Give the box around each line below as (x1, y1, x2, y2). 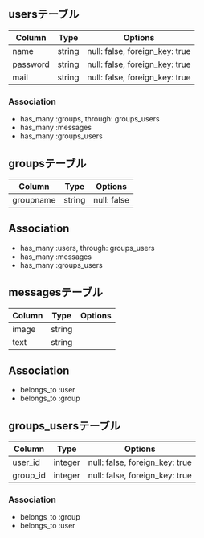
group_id (12, 470, 46, 481)
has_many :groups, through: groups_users (19, 114, 160, 124)
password (12, 59, 50, 70)
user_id (12, 457, 40, 468)
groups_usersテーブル (8, 419, 120, 433)
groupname (12, 194, 56, 205)
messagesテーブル (8, 285, 103, 299)
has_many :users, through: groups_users (19, 243, 155, 253)
